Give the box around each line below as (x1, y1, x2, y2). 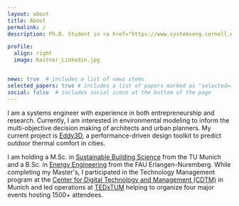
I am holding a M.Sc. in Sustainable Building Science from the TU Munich (7, 153, 222, 161)
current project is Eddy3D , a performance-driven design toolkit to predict (7, 131, 222, 140)
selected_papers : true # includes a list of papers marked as (7, 82, 196, 89)
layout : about (7, 10, 50, 18)
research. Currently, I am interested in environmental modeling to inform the (7, 115, 230, 125)
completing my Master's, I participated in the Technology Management (7, 168, 215, 176)
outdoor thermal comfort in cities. (7, 138, 106, 147)
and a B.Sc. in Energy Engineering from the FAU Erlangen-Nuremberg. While (7, 160, 231, 168)
